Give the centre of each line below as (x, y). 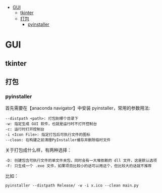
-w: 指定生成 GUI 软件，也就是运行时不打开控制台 (51, 124)
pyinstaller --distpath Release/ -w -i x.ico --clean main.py (72, 186)
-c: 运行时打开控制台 (25, 129)
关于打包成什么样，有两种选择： (38, 150)
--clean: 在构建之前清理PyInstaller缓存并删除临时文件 (58, 140)
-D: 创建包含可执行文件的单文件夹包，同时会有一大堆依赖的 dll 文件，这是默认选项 (81, 161)
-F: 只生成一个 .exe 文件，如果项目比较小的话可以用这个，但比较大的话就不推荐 (78, 166)
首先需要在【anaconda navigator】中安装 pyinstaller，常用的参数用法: (78, 108)
